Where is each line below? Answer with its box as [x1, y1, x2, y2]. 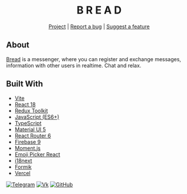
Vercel [14, 169, 31, 176]
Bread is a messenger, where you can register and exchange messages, [6, 55, 182, 62]
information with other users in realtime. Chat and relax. [6, 62, 142, 69]
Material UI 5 [14, 126, 46, 133]
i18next [14, 157, 32, 164]
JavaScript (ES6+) [14, 113, 60, 121]
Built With [6, 79, 43, 89]
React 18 [14, 101, 36, 108]
